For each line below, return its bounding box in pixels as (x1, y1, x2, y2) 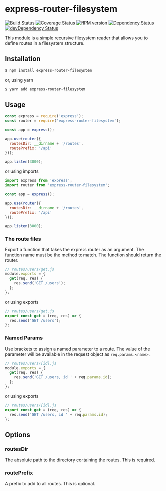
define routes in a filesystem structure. (5, 40, 84, 46)
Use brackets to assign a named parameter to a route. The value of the (5, 346, 150, 352)
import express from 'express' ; (5, 178, 72, 183)
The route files (5, 236, 41, 243)
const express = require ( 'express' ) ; (5, 114, 83, 119)
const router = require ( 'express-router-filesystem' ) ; (5, 118, 121, 123)
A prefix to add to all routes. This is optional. (5, 481, 95, 487)
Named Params (5, 334, 43, 341)
